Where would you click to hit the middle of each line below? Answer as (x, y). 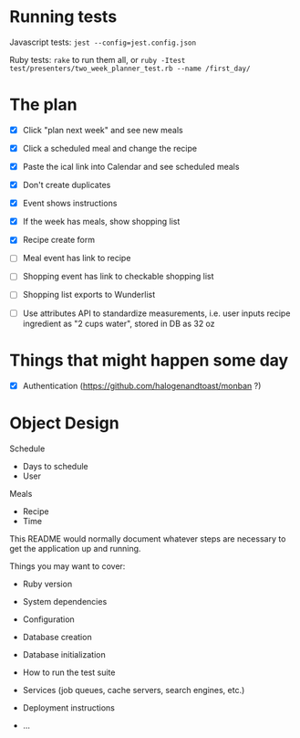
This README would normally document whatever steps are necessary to (148, 538)
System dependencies (65, 601)
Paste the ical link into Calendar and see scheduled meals (131, 167)
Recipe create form (59, 240)
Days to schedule (55, 466)
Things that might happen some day (149, 360)
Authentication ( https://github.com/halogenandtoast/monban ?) (142, 385)
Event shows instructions (70, 204)
